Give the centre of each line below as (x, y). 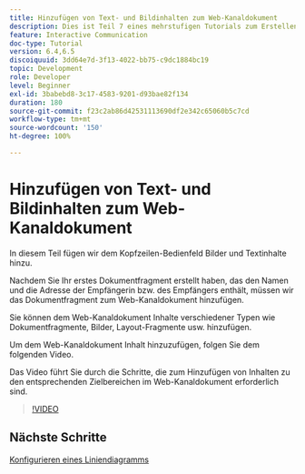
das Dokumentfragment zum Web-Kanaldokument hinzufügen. (127, 299)
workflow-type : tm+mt (50, 119)
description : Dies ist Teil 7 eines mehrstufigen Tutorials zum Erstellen (154, 26)
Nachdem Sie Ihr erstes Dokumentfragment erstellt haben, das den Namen (149, 280)
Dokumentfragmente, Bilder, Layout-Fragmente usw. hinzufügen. (131, 327)
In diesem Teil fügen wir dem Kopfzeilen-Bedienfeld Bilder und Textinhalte (148, 253)
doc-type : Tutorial (46, 43)
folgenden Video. (42, 354)
